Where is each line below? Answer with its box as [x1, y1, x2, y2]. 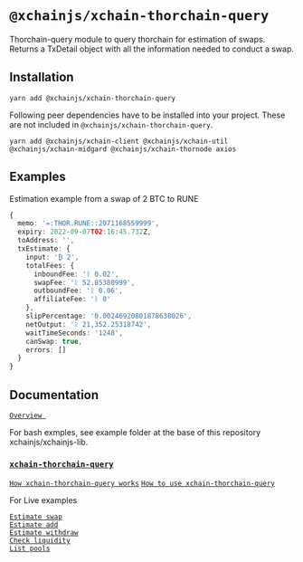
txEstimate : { [17, 244, 71, 253]
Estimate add [9, 520, 59, 529]
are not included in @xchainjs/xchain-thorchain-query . [9, 119, 213, 129]
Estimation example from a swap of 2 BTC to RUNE [9, 193, 199, 204]
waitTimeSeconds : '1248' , [25, 329, 124, 338]
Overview [9, 411, 43, 420]
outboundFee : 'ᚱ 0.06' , [33, 286, 124, 296]
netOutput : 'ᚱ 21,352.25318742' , [25, 319, 152, 329]
